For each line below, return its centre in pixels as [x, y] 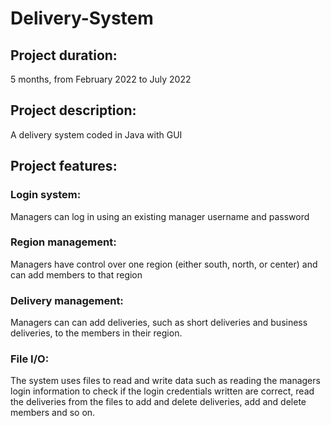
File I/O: [30, 359]
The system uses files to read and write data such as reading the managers [165, 381]
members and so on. [53, 413]
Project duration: [64, 55]
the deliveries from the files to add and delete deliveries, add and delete [158, 402]
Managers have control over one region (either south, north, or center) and [164, 264]
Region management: [63, 242]
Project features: [64, 166]
